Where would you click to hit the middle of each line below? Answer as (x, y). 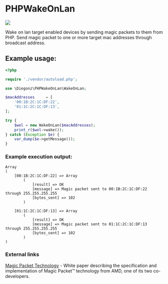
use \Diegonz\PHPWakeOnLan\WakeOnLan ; (46, 88)
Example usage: (31, 59)
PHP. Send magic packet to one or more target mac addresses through (79, 37)
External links (22, 254)
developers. (18, 276)
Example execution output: (39, 157)
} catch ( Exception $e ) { (32, 134)
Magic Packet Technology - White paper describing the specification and (81, 265)
